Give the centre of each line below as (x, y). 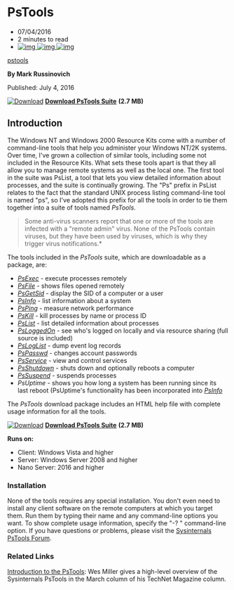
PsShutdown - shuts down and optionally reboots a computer (106, 368)
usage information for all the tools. (57, 411)
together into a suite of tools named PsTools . (72, 207)
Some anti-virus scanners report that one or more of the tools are (119, 221)
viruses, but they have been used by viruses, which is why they (116, 236)
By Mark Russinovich (39, 74)
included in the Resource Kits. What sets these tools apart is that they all (111, 162)
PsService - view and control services (72, 360)
